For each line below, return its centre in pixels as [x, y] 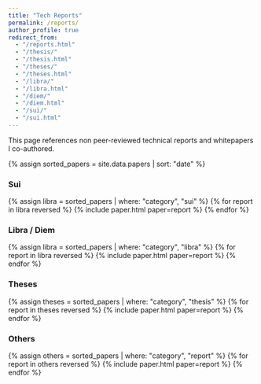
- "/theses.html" [44, 74]
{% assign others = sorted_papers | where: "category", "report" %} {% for [129, 356]
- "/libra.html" [42, 89]
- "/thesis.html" [44, 60]
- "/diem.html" [40, 103]
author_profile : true [44, 30]
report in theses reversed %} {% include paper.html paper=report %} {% [126, 310]
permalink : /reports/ [44, 23]
